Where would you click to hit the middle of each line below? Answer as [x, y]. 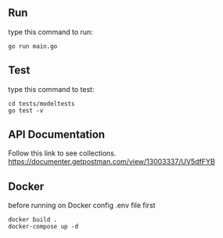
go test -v [26, 110]
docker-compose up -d [43, 227]
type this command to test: [51, 89]
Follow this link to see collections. [62, 153]
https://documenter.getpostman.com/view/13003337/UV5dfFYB [111, 162]
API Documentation [57, 135]
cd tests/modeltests [42, 104]
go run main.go [33, 46]
